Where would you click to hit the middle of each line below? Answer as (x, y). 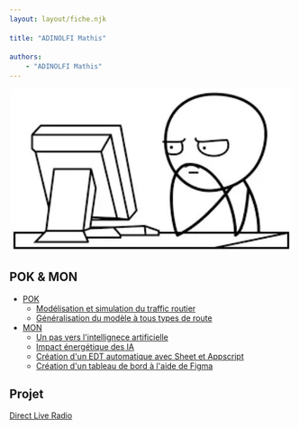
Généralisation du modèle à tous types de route (124, 318)
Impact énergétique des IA (85, 346)
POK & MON (44, 277)
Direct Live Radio (41, 415)
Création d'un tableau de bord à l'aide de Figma (124, 366)
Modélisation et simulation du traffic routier (116, 308)
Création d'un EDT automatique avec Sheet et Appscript (140, 356)
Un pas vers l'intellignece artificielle (102, 337)
